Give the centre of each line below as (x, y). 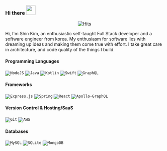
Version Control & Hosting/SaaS (39, 108)
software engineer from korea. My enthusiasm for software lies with (75, 39)
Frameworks (19, 85)
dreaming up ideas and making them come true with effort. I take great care (84, 44)
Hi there (15, 13)
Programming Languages (32, 61)
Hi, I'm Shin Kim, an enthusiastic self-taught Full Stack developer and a (79, 34)
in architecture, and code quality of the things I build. (60, 50)
